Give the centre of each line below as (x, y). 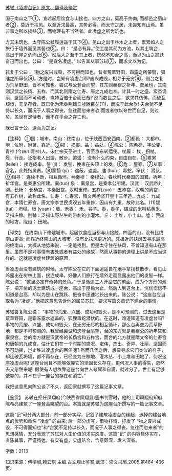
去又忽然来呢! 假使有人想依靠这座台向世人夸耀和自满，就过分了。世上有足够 (85, 369)
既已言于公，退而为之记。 (32, 128)
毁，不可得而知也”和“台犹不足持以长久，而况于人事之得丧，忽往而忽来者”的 (84, 427)
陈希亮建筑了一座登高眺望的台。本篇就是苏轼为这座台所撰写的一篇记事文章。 (86, 404)
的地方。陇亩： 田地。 (28, 222)
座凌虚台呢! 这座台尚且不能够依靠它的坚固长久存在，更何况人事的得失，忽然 (85, 363)
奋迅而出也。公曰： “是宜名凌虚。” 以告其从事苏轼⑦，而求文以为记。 (78, 61)
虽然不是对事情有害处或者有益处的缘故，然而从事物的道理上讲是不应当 (88, 252)
